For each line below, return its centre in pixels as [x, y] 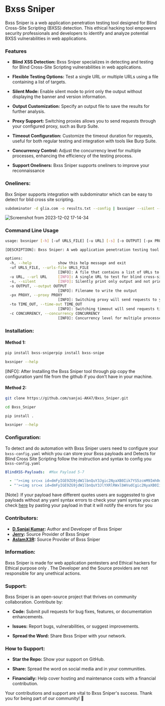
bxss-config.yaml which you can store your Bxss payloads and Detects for [81, 453]
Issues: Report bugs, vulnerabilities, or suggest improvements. [76, 626]
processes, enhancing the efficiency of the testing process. [72, 156]
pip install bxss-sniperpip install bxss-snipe [55, 353]
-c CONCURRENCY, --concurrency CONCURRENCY [55, 313]
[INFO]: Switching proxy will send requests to [107, 300]
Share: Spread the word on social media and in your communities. [79, 669]
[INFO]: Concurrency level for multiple [99, 318]
